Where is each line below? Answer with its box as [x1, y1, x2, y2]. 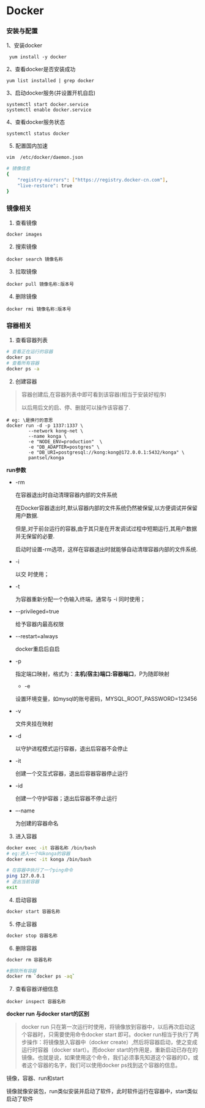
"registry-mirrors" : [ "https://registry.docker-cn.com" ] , [17, 177, 168, 183]
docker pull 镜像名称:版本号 [6, 281, 75, 288]
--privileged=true [15, 608, 59, 615]
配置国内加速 [15, 142, 48, 150]
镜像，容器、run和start [6, 1074, 64, 1082]
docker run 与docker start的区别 [6, 1010, 90, 1018]
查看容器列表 [15, 337, 48, 344]
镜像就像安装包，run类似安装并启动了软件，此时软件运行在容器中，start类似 [6, 1088, 198, 1095]
